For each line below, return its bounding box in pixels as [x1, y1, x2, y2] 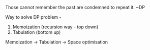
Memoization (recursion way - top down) [12, 24, 99, 30]
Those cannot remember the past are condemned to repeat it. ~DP [5, 5, 145, 10]
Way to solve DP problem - [5, 14, 62, 20]
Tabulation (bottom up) [12, 29, 61, 35]
